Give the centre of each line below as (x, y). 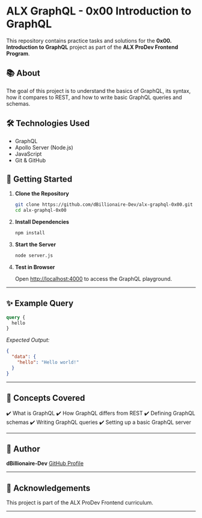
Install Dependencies (42, 222)
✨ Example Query (40, 303)
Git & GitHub (30, 160)
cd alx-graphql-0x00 (41, 210)
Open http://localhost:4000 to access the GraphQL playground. (93, 278)
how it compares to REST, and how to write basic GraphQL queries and (94, 97)
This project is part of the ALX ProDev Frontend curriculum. (80, 503)
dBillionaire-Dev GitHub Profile (45, 464)
